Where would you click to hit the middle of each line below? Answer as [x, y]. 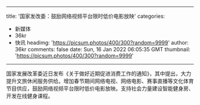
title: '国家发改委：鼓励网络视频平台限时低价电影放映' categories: [86, 16]
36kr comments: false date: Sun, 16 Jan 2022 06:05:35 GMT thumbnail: [102, 49]
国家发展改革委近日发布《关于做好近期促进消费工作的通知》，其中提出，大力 [99, 73]
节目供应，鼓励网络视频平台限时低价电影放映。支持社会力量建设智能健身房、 [100, 88]
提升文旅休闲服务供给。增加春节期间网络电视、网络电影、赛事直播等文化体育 [100, 81]
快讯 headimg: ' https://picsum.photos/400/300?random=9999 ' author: [101, 43]
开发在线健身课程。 [30, 96]
